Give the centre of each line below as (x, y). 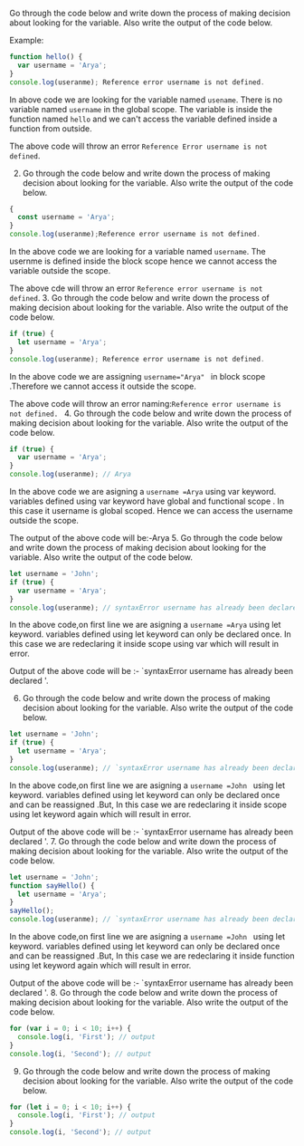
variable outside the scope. (60, 270)
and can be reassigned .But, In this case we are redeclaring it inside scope (148, 804)
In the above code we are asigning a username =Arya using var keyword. (143, 491)
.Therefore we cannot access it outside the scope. (103, 386)
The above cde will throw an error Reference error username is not (136, 288)
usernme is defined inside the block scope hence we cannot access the (143, 261)
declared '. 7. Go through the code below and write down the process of (143, 841)
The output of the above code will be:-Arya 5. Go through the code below (146, 538)
